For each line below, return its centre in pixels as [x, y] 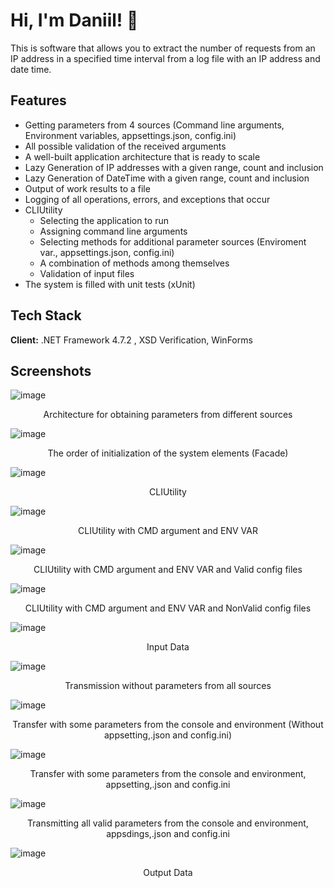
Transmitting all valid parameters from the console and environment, [168, 823]
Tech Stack [46, 315]
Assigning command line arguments [113, 231]
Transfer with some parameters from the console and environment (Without [168, 725]
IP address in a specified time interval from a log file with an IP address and [165, 58]
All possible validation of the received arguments [125, 146]
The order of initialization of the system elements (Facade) [168, 453]
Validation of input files [87, 273]
